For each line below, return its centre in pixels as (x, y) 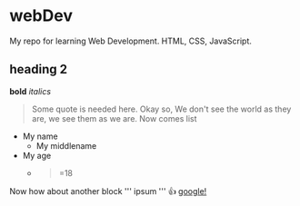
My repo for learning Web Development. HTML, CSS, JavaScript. (131, 41)
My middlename (66, 145)
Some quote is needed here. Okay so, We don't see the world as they (161, 109)
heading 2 (39, 69)
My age (37, 155)
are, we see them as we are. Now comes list (114, 118)
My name (40, 136)
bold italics (30, 91)
